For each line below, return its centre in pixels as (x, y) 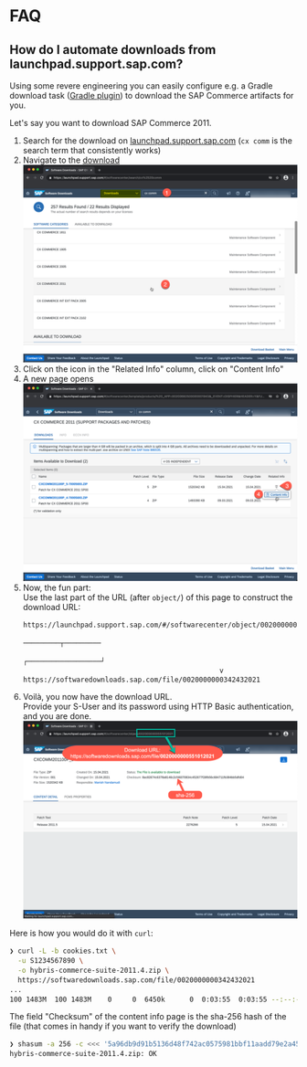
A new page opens (58, 379)
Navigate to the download (71, 160)
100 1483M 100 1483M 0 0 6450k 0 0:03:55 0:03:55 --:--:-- (157, 999)
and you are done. (57, 716)
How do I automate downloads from (113, 50)
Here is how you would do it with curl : (81, 934)
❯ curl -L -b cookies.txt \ (63, 951)
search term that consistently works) (92, 150)
